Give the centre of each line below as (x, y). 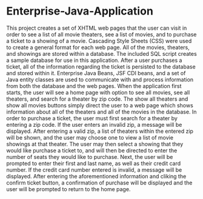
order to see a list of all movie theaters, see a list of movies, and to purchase (101, 34)
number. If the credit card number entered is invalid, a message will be (94, 170)
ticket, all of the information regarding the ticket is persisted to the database (101, 66)
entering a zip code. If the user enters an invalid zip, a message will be (94, 124)
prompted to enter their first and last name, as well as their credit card (94, 163)
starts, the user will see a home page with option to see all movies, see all (98, 92)
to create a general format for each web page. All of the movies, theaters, (98, 47)
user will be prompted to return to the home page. (68, 189)
